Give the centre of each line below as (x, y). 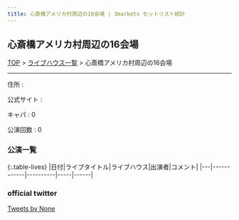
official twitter (32, 193)
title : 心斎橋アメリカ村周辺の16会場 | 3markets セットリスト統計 (96, 14)
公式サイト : (25, 99)
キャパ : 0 (21, 115)
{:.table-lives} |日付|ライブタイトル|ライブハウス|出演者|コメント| (103, 167)
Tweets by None (31, 209)
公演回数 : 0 (25, 130)
